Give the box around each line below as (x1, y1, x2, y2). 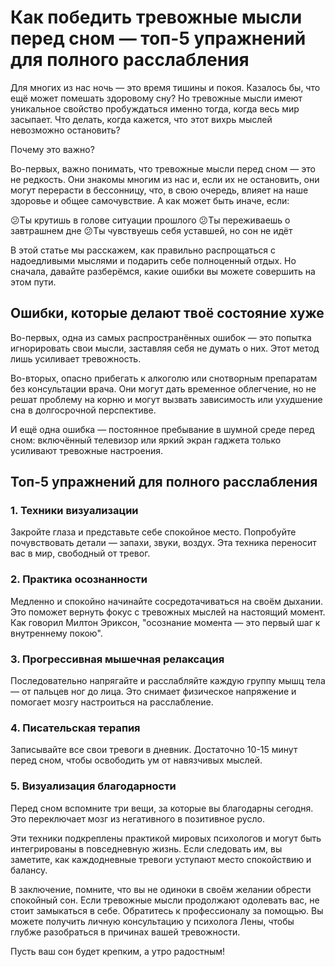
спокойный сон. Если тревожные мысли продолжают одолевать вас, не (10, 894, 320, 906)
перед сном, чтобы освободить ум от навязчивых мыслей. (10, 754, 263, 766)
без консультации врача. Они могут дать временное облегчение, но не (10, 382, 317, 395)
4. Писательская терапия (10, 721, 141, 735)
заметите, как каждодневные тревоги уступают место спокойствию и (10, 853, 312, 865)
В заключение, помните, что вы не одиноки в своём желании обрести (10, 883, 312, 895)
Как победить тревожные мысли (10, 6, 303, 29)
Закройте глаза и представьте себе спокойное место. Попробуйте (10, 526, 297, 538)
